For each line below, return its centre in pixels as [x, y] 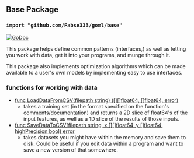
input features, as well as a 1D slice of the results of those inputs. [101, 118]
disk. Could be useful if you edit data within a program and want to [103, 143]
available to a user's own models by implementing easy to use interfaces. [94, 72]
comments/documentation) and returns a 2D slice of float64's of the [105, 113]
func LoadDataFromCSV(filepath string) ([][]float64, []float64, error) [96, 100]
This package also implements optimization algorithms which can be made [96, 66]
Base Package [32, 10]
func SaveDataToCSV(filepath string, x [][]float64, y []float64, [89, 125]
